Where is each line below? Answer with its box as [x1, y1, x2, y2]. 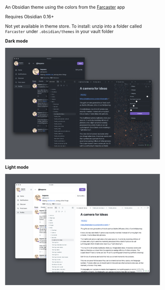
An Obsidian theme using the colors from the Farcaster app [5, 4, 125, 10]
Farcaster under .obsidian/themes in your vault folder [5, 29, 114, 34]
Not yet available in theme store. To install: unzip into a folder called [5, 23, 142, 29]
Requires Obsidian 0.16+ [5, 14, 54, 19]
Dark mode [5, 38, 28, 44]
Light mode [5, 164, 29, 170]
